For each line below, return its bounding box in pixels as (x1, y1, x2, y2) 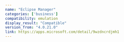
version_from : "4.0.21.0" (5, 25, 58, 30)
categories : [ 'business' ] (5, 12, 58, 16)
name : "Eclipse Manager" (5, 7, 56, 12)
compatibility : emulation (5, 16, 58, 21)
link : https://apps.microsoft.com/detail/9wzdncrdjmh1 (5, 29, 120, 34)
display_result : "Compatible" (5, 20, 67, 26)
